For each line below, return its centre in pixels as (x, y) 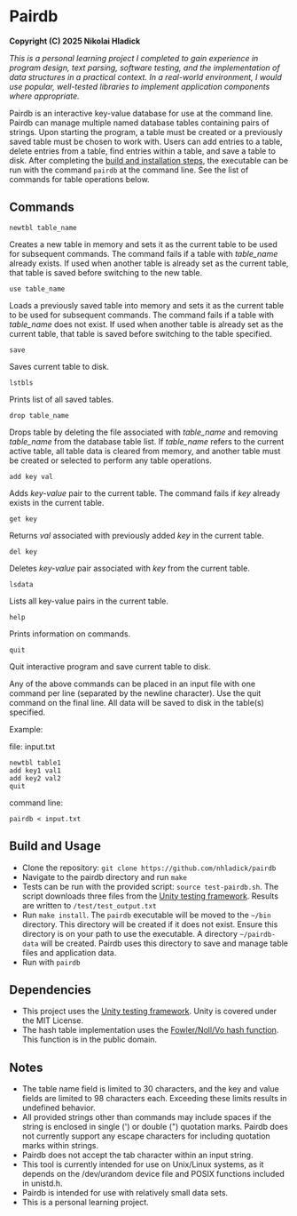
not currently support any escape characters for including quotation (146, 1136)
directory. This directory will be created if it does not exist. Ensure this (150, 924)
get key (23, 519)
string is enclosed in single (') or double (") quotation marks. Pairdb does (155, 1127)
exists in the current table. (57, 502)
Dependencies (50, 990)
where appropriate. (44, 96)
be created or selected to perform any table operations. (111, 460)
